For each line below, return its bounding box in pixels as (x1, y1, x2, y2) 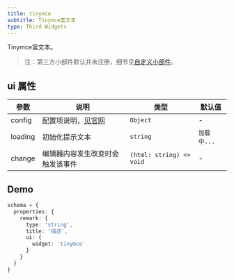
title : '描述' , (25, 227, 68, 235)
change (10, 154, 36, 163)
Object (130, 116, 152, 124)
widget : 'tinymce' (32, 240, 86, 247)
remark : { (19, 215, 49, 222)
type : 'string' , (25, 221, 73, 228)
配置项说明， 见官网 (42, 116, 106, 126)
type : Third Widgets (7, 23, 68, 30)
